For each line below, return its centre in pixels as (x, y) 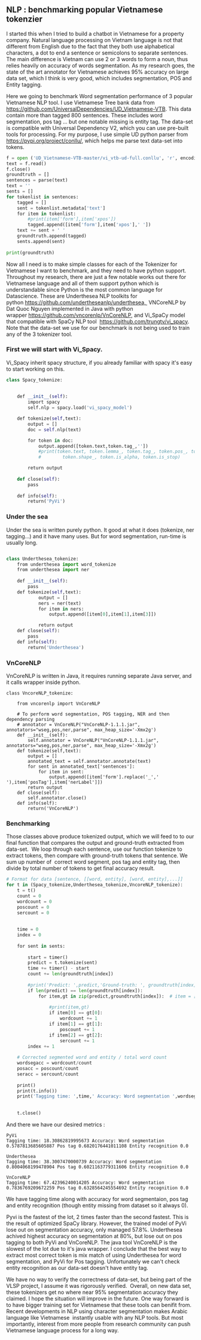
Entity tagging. (24, 84)
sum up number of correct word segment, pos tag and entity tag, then (93, 862)
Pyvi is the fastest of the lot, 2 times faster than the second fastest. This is (98, 1217)
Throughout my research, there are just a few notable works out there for (96, 277)
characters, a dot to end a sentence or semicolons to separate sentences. (97, 53)
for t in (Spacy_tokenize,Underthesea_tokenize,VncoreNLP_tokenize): (95, 885)
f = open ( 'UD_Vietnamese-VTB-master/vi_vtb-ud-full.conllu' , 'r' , (92, 158)
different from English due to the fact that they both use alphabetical (90, 46)
